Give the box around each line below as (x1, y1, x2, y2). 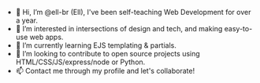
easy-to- (224, 24, 253, 33)
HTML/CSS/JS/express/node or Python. (15, 57, 146, 67)
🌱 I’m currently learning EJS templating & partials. (15, 41, 177, 50)
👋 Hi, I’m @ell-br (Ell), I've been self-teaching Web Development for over (15, 8, 251, 16)
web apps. (29, 32, 64, 41)
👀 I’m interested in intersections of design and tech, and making (15, 24, 223, 33)
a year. (15, 16, 38, 25)
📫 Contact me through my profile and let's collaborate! (15, 67, 195, 75)
